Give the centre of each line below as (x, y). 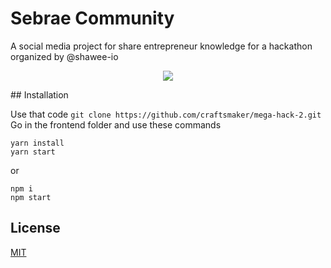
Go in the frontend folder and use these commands (116, 124)
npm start (31, 197)
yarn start (33, 152)
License (35, 228)
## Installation (39, 94)
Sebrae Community (92, 18)
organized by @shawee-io (64, 56)
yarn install (37, 143)
